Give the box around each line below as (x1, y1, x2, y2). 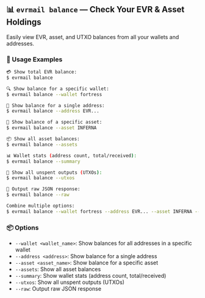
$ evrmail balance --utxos (6, 175, 75, 181)
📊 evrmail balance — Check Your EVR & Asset (6, 4, 185, 15)
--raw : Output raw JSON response (15, 285, 102, 292)
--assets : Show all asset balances (15, 266, 101, 273)
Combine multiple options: (6, 203, 75, 209)
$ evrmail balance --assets (6, 141, 78, 147)
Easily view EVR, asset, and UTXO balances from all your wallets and (6, 33, 179, 40)
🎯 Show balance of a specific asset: (6, 119, 103, 125)
